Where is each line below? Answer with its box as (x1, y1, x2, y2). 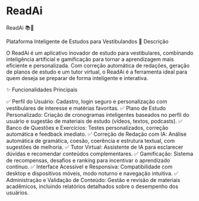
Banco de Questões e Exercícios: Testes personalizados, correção (6, 124, 169, 131)
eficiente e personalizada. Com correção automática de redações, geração (6, 62, 190, 69)
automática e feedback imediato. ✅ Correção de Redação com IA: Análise (6, 130, 187, 138)
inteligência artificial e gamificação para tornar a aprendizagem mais (6, 55, 174, 63)
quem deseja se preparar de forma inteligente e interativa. (6, 74, 149, 81)
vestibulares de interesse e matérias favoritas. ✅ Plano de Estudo (6, 104, 166, 111)
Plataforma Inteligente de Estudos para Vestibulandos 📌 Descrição (6, 37, 169, 45)
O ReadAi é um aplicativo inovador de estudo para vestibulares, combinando (6, 49, 194, 56)
